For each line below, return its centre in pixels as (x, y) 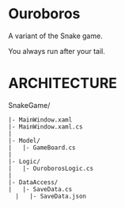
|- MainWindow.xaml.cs (45, 127)
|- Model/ (25, 141)
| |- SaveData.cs (40, 189)
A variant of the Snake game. (55, 36)
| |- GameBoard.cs (42, 148)
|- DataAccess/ (33, 182)
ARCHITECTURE (62, 83)
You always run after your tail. (57, 51)
